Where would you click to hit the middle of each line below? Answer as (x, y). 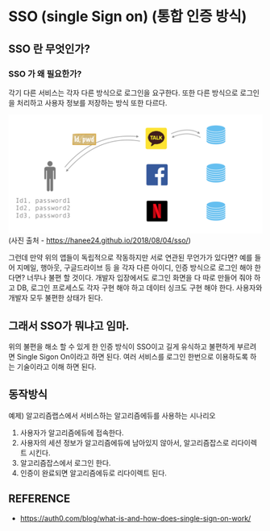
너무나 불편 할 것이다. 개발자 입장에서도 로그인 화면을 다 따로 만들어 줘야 (139, 278)
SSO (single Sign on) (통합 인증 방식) (128, 17)
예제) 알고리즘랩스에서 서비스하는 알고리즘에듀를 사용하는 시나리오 (112, 415)
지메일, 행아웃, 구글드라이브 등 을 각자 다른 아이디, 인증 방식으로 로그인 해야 (135, 268)
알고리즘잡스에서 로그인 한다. (65, 463)
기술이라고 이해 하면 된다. (56, 367)
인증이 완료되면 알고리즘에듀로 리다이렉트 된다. (93, 473)
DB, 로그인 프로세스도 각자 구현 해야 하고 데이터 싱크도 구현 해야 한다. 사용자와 (139, 288)
